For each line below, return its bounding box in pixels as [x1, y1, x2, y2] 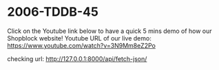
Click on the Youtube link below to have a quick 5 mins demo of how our [7, 27, 212, 35]
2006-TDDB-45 [7, 4, 98, 20]
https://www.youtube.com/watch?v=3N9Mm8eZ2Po [7, 41, 156, 49]
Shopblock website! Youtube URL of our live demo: [7, 34, 152, 42]
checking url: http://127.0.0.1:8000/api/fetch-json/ [7, 54, 147, 62]
